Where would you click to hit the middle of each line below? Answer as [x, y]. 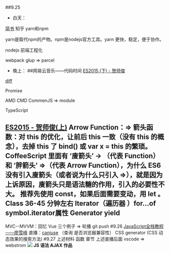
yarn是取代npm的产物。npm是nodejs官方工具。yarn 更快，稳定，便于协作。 [85, 39]
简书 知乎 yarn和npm [27, 28]
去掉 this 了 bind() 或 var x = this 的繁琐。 [87, 147]
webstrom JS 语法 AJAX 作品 [39, 245]
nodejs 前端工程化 [24, 50]
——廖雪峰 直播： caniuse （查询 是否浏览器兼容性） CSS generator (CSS [81, 232]
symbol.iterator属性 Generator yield [63, 213]
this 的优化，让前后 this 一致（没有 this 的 [92, 137]
